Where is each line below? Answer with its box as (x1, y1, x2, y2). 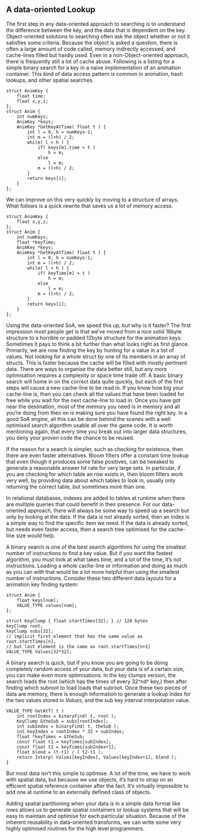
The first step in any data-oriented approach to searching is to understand (6, 20, 186, 27)
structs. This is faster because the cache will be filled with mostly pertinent (6, 359, 188, 366)
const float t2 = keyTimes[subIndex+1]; (16, 744, 117, 750)
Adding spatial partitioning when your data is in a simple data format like (6, 800, 181, 807)
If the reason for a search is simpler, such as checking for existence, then (6, 445, 184, 452)
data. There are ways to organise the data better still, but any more (6, 365, 167, 372)
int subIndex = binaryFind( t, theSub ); (16, 723, 119, 729)
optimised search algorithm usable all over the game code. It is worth (6, 422, 173, 429)
